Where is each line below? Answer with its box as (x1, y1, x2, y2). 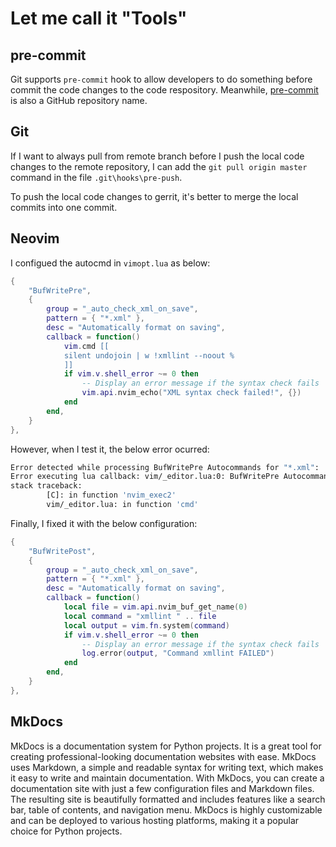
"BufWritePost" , (28, 546, 97, 556)
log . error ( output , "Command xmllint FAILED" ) (81, 648, 275, 659)
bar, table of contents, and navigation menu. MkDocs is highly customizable (10, 803, 323, 816)
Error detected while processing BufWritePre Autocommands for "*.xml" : (10, 462, 320, 472)
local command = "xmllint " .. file (63, 611, 217, 621)
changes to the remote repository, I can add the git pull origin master (10, 160, 308, 172)
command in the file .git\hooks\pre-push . (10, 171, 183, 183)
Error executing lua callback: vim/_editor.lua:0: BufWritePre (10, 472, 280, 482)
